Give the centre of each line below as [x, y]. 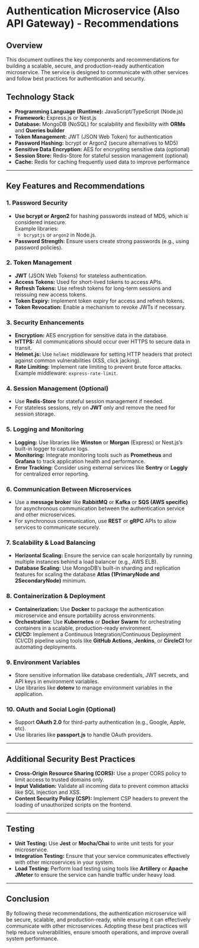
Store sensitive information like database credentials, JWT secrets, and [102, 675]
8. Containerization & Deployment [56, 596]
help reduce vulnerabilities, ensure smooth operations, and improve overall [97, 932]
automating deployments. [46, 647]
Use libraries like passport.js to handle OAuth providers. [84, 735]
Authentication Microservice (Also [93, 11]
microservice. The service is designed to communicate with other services [97, 72]
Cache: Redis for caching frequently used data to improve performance [102, 162]
